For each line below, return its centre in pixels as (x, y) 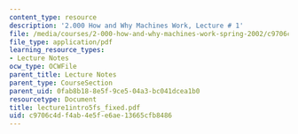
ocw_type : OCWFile (43, 67)
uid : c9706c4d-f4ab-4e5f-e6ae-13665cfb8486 (91, 115)
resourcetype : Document (53, 99)
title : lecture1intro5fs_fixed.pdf (75, 108)
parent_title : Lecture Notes (63, 75)
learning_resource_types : (57, 50)
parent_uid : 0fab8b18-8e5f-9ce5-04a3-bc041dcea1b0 (105, 91)
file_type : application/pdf (61, 42)
